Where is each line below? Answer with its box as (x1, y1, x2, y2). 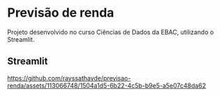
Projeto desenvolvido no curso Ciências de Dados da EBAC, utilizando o (7, 28, 214, 36)
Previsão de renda (7, 5, 114, 21)
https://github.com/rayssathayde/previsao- (7, 74, 131, 82)
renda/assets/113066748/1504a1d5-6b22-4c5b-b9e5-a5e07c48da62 (7, 81, 206, 90)
